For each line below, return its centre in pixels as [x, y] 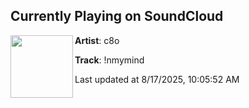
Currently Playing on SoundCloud [117, 16]
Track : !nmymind [109, 60]
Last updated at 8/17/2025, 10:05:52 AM [157, 79]
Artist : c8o [97, 40]
